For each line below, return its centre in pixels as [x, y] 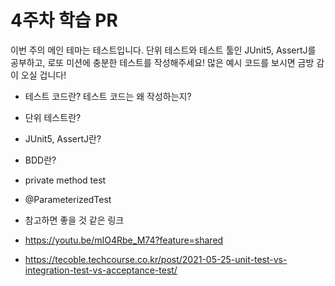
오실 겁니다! [43, 75]
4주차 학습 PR [64, 20]
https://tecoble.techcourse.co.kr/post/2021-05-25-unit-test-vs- [156, 259]
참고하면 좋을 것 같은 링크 [74, 220]
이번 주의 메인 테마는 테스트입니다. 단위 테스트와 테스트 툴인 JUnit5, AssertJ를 [163, 50]
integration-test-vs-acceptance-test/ [101, 270]
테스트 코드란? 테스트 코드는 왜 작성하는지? [108, 96]
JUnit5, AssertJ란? [63, 138]
